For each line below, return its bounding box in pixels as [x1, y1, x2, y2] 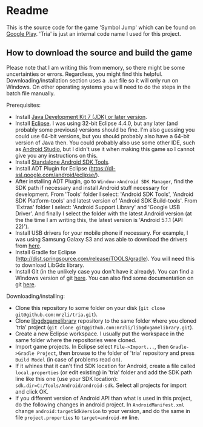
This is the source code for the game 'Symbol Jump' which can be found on [6, 24, 196, 31]
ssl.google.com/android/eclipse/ [15, 171, 96, 178]
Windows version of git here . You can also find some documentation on [15, 274, 194, 281]
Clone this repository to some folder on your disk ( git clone [15, 304, 165, 311]
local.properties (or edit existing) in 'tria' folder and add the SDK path [15, 368, 192, 376]
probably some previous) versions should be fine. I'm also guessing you [15, 126, 195, 133]
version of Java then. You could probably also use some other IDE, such [15, 139, 195, 146]
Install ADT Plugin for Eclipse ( [15, 164, 91, 172]
